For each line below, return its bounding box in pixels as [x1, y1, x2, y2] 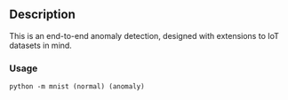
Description [9, 7, 76, 22]
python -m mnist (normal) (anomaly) [9, 82, 145, 91]
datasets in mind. [9, 40, 73, 50]
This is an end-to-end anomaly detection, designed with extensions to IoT [9, 30, 280, 41]
